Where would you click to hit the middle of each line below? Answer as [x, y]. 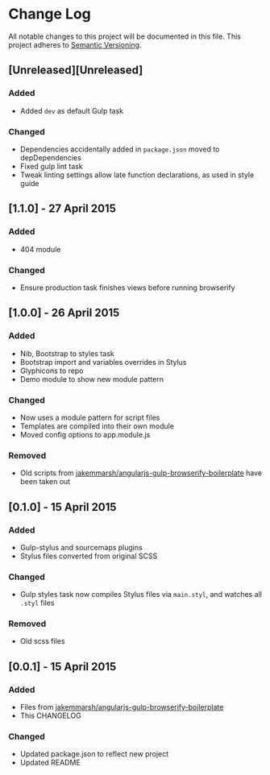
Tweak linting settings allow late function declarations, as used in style [137, 175]
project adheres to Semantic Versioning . [75, 44]
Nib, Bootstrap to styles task [67, 353]
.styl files [37, 603]
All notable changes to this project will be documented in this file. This [125, 36]
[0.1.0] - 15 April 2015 [62, 507]
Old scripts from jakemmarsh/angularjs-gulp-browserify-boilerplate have [141, 473]
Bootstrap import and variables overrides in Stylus [103, 362]
